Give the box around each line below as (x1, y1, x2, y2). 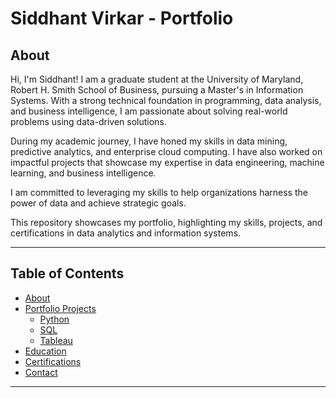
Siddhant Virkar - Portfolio (10, 7, 234, 30)
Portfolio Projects (24, 302, 97, 314)
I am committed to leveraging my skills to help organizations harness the (10, 187, 308, 198)
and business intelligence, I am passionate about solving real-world (10, 105, 288, 117)
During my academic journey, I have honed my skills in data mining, (10, 135, 288, 147)
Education (24, 345, 67, 357)
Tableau (39, 334, 73, 346)
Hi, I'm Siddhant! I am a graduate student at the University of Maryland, (10, 73, 304, 85)
